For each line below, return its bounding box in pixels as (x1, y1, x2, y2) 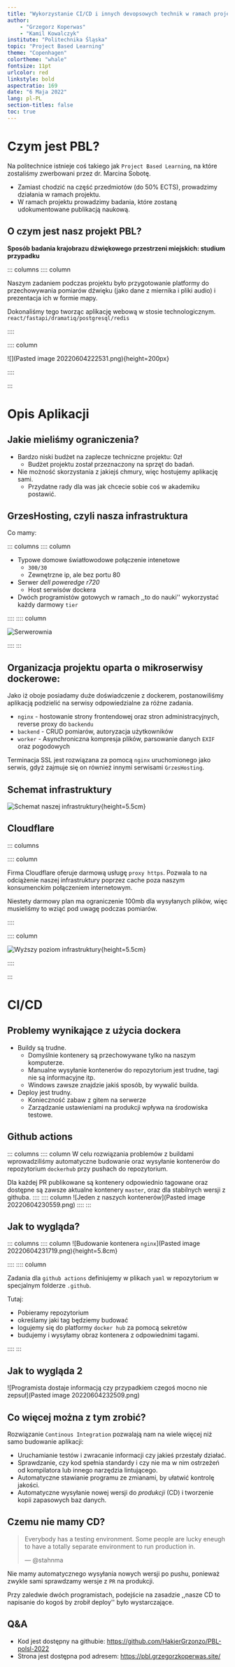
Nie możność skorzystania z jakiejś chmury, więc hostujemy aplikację (17, 467, 218, 476)
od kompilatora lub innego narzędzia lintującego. (17, 1466, 158, 1474)
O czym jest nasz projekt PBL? (7, 225, 142, 237)
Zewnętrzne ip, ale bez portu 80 (27, 571, 121, 579)
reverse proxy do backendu (17, 720, 94, 729)
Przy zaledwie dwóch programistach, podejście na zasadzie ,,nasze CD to (7, 1590, 221, 1599)
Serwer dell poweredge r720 (17, 578, 100, 587)
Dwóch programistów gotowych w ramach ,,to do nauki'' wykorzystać (17, 593, 219, 602)
